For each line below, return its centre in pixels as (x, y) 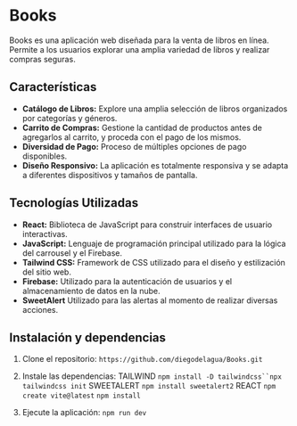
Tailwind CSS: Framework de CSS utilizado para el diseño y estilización (153, 262)
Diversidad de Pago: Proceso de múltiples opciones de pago (134, 146)
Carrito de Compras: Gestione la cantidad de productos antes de (142, 127)
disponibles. (45, 156)
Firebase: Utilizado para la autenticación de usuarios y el (127, 281)
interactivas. (45, 233)
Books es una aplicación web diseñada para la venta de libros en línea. (139, 40)
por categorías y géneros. (70, 118)
